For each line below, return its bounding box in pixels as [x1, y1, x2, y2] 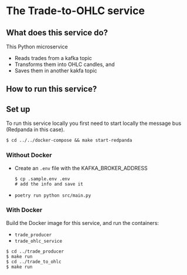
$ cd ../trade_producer [6, 249, 64, 254]
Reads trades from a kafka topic [14, 55, 93, 61]
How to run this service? [6, 84, 97, 94]
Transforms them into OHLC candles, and [14, 61, 115, 68]
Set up [6, 104, 30, 114]
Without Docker [6, 151, 52, 160]
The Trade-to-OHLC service [6, 4, 145, 18]
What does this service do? [6, 28, 108, 38]
